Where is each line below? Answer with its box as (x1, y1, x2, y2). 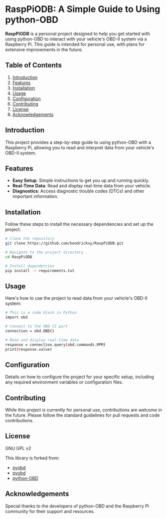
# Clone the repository (5, 236, 55, 241)
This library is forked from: (5, 455, 60, 461)
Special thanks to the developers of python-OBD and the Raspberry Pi (5, 503, 150, 509)
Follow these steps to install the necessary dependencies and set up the (5, 221, 154, 227)
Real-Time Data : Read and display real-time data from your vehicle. (12, 183, 152, 189)
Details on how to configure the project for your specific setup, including (5, 374, 155, 380)
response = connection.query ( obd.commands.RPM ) (5, 342, 106, 347)
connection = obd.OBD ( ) (5, 328, 55, 333)
